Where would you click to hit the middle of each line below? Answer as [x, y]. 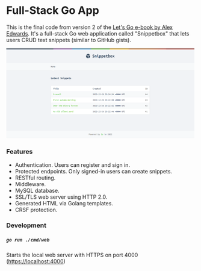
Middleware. [30, 184]
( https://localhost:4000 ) [36, 261]
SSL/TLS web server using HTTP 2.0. [61, 197]
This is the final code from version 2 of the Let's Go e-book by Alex [90, 27]
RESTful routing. [35, 178]
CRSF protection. [36, 210]
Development [26, 225]
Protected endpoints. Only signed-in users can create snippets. [94, 171]
